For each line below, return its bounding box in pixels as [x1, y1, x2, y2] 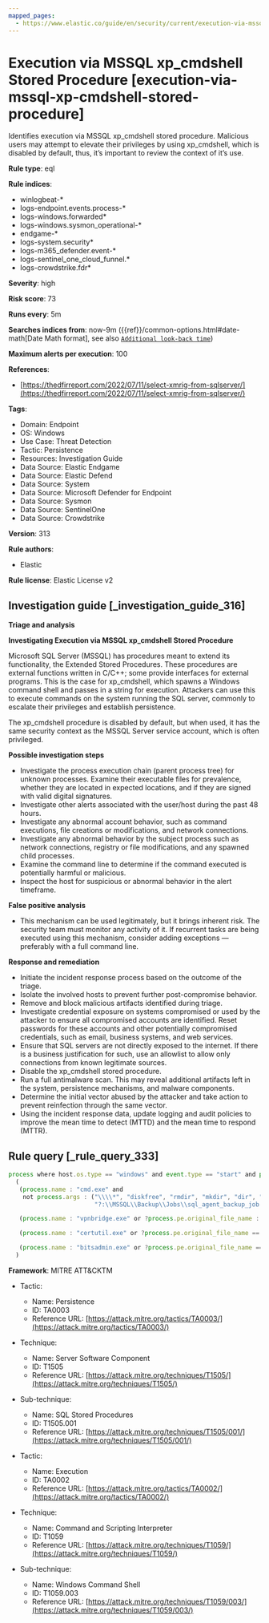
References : [8, 365, 50, 374]
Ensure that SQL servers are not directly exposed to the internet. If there [19, 1041, 259, 1051]
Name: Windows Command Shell [31, 1580, 141, 1589]
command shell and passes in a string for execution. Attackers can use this [8, 685, 256, 695]
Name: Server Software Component [31, 1353, 151, 1363]
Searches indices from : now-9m [8, 325, 117, 335]
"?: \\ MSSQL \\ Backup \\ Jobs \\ [94, 1200, 188, 1209]
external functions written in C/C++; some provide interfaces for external [8, 668, 250, 678]
